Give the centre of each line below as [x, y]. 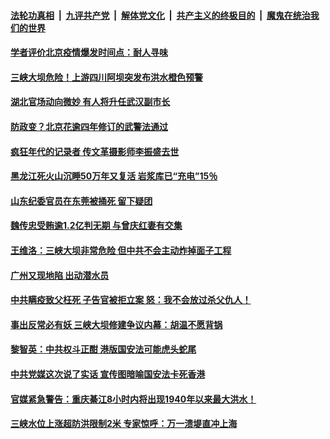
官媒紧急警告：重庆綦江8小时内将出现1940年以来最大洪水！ [133, 399]
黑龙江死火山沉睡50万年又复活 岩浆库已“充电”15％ [114, 176]
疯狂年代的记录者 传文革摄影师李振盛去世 [95, 151]
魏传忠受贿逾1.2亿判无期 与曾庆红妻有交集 [96, 226]
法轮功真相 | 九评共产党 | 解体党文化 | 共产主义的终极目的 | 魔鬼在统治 [160, 15]
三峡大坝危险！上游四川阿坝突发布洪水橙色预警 [106, 77]
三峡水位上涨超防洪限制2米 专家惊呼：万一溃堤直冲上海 [124, 424]
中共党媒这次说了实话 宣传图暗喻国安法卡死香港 [108, 374]
